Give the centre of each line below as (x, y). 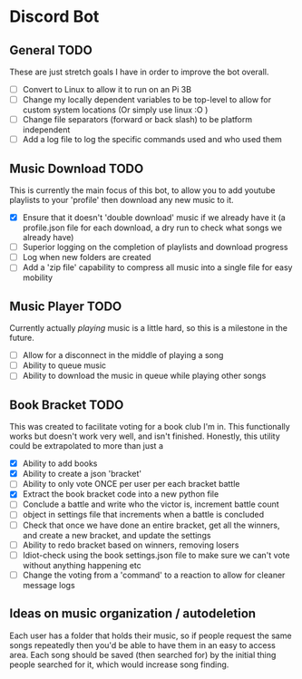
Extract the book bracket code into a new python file (121, 494)
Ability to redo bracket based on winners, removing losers (131, 545)
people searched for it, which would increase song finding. (119, 664)
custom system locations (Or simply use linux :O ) (115, 110)
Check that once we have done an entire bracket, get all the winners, (151, 525)
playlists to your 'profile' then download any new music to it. (122, 200)
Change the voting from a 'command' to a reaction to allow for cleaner (154, 575)
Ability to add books (60, 463)
